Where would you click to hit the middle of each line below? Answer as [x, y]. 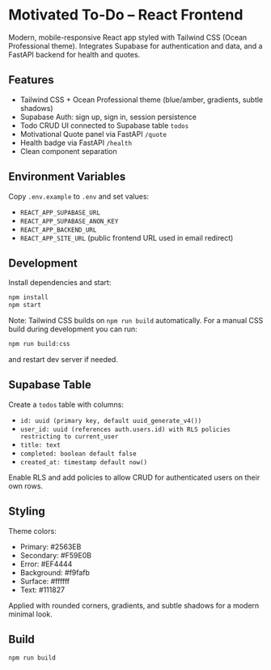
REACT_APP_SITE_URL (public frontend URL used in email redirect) [127, 237]
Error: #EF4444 [46, 564]
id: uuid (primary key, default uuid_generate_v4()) [111, 420]
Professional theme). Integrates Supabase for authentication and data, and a [135, 45]
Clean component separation [68, 151]
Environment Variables [67, 177]
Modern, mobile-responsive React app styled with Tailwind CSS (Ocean [128, 37]
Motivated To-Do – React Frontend [126, 15]
